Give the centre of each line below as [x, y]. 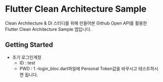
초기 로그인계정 [27, 57]
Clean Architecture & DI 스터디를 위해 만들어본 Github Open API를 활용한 [76, 23]
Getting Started [29, 45]
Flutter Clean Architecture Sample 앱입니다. [48, 29]
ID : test [27, 62]
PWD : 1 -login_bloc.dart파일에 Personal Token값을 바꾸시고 [78, 68]
